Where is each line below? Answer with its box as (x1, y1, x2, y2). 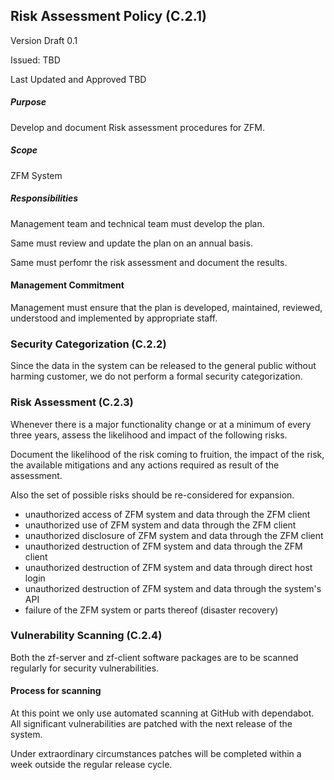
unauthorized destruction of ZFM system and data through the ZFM (24, 540, 303, 552)
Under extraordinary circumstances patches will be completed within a (10, 748, 302, 760)
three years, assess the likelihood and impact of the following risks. (10, 429, 288, 441)
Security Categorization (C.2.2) (10, 337, 167, 351)
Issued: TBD (10, 54, 61, 66)
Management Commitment (10, 279, 125, 291)
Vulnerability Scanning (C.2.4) (10, 629, 163, 643)
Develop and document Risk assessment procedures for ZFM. (10, 121, 266, 133)
